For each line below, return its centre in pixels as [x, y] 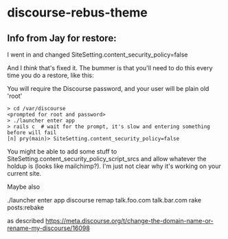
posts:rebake [26, 207]
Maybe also [23, 187]
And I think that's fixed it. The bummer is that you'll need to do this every [110, 68]
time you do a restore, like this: [50, 75]
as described [26, 221]
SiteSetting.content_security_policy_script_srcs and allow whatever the [107, 159]
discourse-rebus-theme [77, 13]
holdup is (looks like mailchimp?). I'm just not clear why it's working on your [114, 166]
